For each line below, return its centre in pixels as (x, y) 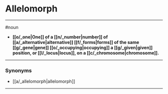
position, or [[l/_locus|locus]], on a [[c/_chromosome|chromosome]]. (85, 52)
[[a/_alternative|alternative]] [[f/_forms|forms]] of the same (76, 42)
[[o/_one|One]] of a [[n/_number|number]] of (60, 37)
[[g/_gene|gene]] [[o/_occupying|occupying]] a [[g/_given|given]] (82, 47)
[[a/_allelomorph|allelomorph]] (44, 81)
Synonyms (18, 70)
